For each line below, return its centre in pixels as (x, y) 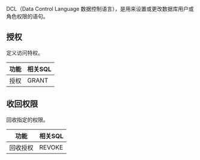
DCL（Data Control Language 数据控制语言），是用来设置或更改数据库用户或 (100, 9)
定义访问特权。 (25, 52)
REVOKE (51, 147)
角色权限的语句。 (27, 16)
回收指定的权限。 (27, 120)
